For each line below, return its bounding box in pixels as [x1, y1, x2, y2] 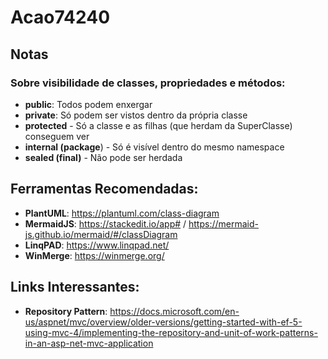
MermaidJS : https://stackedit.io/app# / [24, 217, 187, 230]
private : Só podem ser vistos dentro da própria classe [24, 109, 248, 121]
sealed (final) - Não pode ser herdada [24, 151, 183, 163]
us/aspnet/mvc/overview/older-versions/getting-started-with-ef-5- [24, 316, 303, 328]
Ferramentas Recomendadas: [10, 181, 199, 198]
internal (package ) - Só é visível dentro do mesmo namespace [24, 141, 285, 153]
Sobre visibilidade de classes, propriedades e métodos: [10, 76, 286, 90]
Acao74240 [10, 6, 111, 29]
